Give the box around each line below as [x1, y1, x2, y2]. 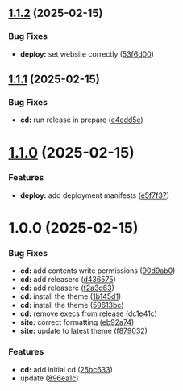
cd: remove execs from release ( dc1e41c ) [19, 309, 157, 318]
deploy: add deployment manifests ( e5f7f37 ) [19, 190, 170, 200]
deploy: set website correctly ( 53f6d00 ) [19, 48, 155, 59]
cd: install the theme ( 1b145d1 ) [19, 292, 122, 301]
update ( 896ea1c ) [19, 373, 79, 383]
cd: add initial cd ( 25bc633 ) [19, 364, 113, 374]
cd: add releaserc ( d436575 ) [19, 275, 117, 284]
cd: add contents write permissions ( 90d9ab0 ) [19, 266, 176, 275]
